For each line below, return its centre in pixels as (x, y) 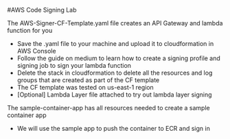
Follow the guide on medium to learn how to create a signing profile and (119, 58)
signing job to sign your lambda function (74, 65)
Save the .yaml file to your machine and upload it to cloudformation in (115, 43)
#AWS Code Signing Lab (42, 10)
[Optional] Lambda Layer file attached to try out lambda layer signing (114, 94)
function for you (30, 30)
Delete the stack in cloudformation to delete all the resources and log (115, 73)
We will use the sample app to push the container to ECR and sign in (114, 128)
